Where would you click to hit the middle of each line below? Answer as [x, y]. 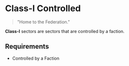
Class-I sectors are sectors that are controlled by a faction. [65, 31]
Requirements [27, 47]
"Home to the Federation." [43, 22]
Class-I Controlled [43, 8]
